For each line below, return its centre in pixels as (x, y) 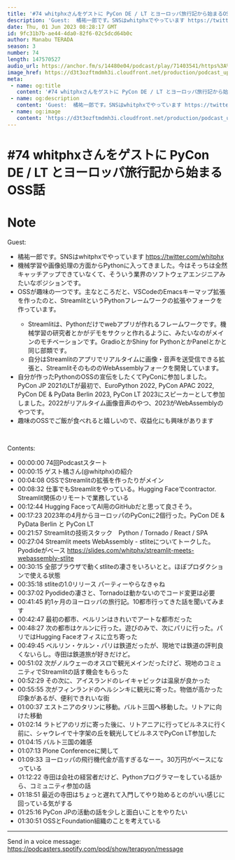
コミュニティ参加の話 (60, 786)
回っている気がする (45, 803)
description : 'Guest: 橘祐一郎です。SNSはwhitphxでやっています (96, 20)
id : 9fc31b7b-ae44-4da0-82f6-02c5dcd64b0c (70, 33)
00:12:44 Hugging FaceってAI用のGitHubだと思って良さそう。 (106, 506)
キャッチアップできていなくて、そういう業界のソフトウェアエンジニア (118, 274)
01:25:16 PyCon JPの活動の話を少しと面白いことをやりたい (102, 812)
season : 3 (22, 46)
